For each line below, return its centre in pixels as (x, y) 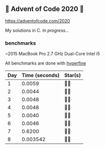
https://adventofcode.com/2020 (38, 21)
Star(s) (72, 75)
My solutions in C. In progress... (37, 30)
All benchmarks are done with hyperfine (46, 63)
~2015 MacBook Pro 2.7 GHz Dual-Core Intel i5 (52, 54)
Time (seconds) (41, 75)
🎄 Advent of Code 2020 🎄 (45, 9)
